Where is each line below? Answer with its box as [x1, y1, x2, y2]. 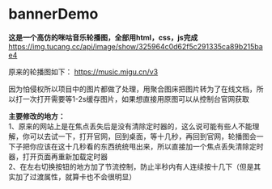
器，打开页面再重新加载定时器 [8, 151, 108, 162]
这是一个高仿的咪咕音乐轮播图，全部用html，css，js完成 [8, 32, 198, 42]
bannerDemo [8, 5, 99, 23]
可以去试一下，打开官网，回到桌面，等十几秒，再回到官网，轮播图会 [29, 131, 257, 141]
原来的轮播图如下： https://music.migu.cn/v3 [8, 66, 159, 77]
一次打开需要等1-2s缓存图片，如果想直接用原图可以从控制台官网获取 [22, 94, 249, 103]
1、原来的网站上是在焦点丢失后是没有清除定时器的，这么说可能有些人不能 [8, 121, 253, 131]
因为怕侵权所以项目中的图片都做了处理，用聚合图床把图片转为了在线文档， [8, 84, 257, 94]
